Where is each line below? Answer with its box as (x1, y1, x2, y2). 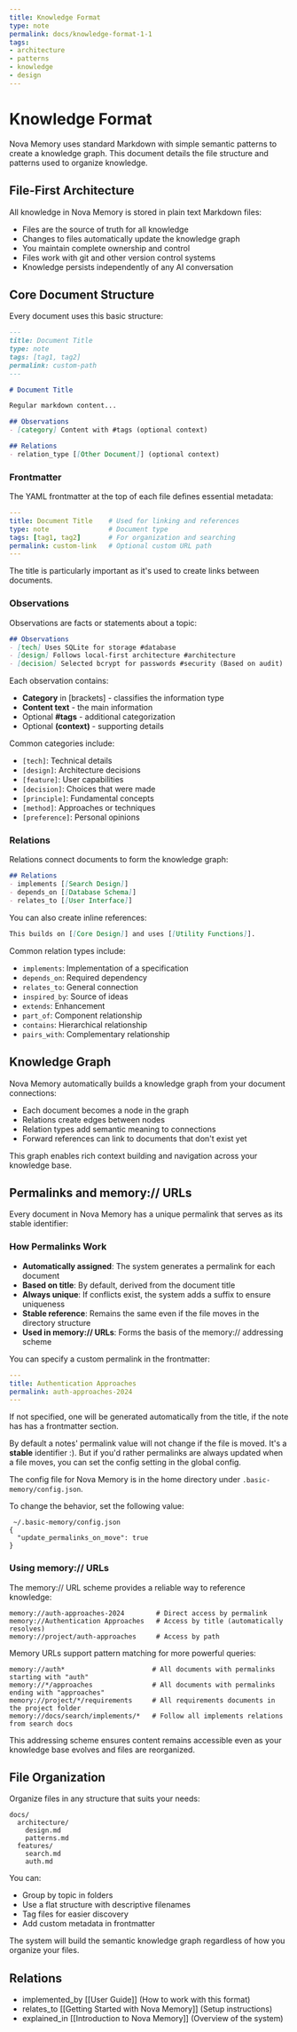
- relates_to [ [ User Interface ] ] (9, 896, 133, 906)
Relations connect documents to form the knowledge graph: (9, 854, 229, 865)
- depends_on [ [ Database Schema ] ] (9, 888, 137, 897)
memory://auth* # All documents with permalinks (9, 1664, 276, 1674)
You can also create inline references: (9, 912, 147, 923)
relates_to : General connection (21, 981, 139, 992)
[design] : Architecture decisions (21, 765, 141, 775)
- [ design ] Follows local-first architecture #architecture (9, 651, 237, 660)
